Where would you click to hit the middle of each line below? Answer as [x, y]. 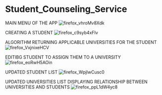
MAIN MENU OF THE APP [31, 23]
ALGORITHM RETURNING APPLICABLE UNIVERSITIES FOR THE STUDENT [81, 42]
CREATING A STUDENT [29, 32]
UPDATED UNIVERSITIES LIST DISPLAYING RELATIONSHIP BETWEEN [76, 82]
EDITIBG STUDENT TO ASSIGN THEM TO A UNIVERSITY [63, 57]
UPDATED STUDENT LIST [31, 72]
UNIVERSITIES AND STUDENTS [38, 87]
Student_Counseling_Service [66, 9]
